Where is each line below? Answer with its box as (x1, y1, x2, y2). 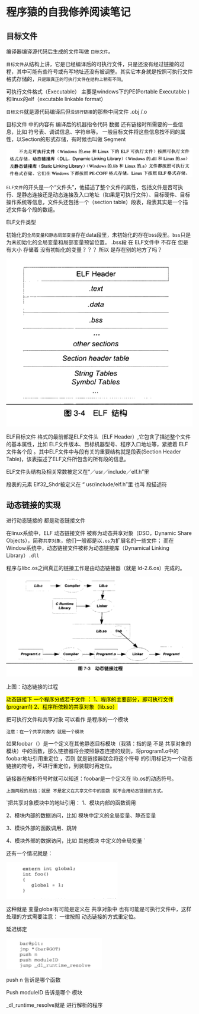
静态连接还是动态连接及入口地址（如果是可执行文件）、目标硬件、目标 (21, 191, 191, 198)
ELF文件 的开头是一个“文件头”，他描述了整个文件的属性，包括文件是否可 (6, 184, 178, 191)
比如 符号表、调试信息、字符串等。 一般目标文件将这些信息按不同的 (16, 129, 181, 135)
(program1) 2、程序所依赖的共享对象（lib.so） (6, 703, 118, 711)
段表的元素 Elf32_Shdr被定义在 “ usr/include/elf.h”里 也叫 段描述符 (6, 481, 168, 488)
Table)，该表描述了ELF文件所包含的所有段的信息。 (6, 456, 129, 463)
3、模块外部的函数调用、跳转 (6, 825, 77, 832)
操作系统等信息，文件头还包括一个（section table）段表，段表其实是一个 (6, 199, 183, 206)
